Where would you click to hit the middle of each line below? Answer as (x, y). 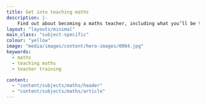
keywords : (19, 52)
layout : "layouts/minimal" (41, 29)
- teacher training (37, 69)
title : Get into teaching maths (48, 12)
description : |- (27, 18)
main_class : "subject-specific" (48, 35)
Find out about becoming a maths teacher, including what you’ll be (107, 23)
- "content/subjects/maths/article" (59, 91)
